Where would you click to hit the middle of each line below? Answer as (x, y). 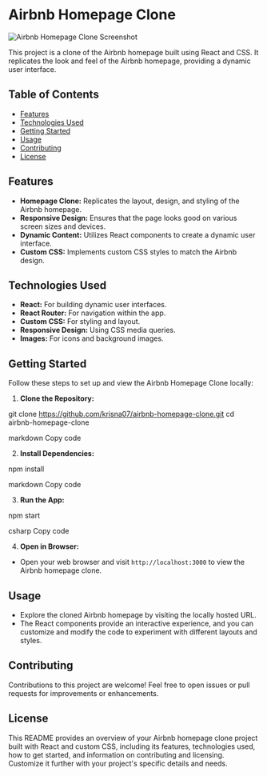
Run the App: (42, 500)
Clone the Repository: (57, 398)
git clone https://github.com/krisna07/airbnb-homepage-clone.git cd (121, 414)
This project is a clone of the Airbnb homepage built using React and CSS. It (133, 52)
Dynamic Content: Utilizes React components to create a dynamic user (137, 234)
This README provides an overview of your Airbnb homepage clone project (133, 738)
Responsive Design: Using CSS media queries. (98, 330)
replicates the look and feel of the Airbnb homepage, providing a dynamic (130, 61)
